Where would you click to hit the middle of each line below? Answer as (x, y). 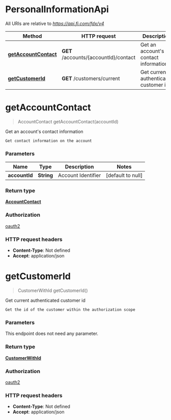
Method (32, 36)
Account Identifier (79, 175)
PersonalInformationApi (57, 9)
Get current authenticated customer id (45, 300)
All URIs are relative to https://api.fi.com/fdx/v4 (55, 23)
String (46, 175)
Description (79, 167)
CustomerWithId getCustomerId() (53, 291)
